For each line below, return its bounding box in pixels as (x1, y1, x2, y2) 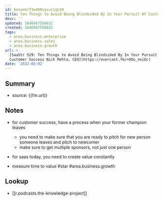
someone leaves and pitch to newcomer (19, 139, 99, 145)
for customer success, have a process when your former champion (12, 119, 147, 125)
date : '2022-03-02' (5, 61, 45, 66)
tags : (5, 30, 16, 35)
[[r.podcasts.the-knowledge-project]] (12, 190, 87, 196)
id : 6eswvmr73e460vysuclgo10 (5, 7, 64, 12)
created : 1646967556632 (5, 25, 53, 30)
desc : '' (5, 16, 23, 21)
